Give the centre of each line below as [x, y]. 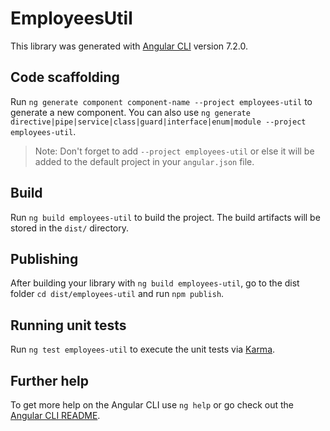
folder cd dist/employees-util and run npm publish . [117, 294]
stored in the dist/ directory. [70, 228]
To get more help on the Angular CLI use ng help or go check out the [152, 405]
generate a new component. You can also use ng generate [130, 112]
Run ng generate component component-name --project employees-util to [161, 101]
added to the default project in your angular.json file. [144, 161]
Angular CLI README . [55, 415]
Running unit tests [68, 325]
